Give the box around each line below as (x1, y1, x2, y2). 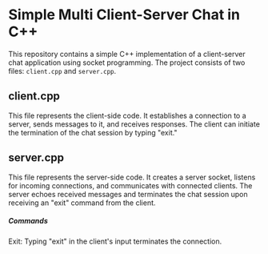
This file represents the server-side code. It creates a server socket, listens (8, 172, 256, 182)
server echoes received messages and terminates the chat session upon (8, 189, 248, 199)
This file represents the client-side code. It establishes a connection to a (8, 111, 246, 120)
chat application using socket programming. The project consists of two (8, 58, 246, 67)
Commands (8, 216, 48, 226)
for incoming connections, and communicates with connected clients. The (8, 180, 253, 190)
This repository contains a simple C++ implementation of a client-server (8, 49, 246, 58)
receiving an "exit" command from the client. (8, 198, 156, 208)
